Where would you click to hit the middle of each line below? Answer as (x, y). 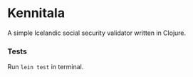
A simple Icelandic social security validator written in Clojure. (97, 33)
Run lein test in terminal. (46, 67)
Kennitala (36, 13)
